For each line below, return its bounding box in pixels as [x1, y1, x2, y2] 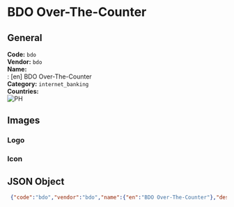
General [7, 32, 43, 44]
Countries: [7, 88, 39, 95]
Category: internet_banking [7, 80, 89, 88]
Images [7, 115, 40, 126]
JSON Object [7, 175, 65, 188]
